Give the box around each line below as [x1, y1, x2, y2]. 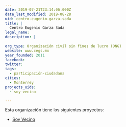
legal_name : [5, 30, 29, 35]
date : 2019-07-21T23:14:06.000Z [5, 7, 71, 12]
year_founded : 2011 [5, 52, 45, 58]
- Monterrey [9, 80, 34, 85]
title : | [5, 21, 23, 26]
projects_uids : [5, 84, 36, 90]
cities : [5, 76, 21, 80]
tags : [5, 67, 16, 72]
